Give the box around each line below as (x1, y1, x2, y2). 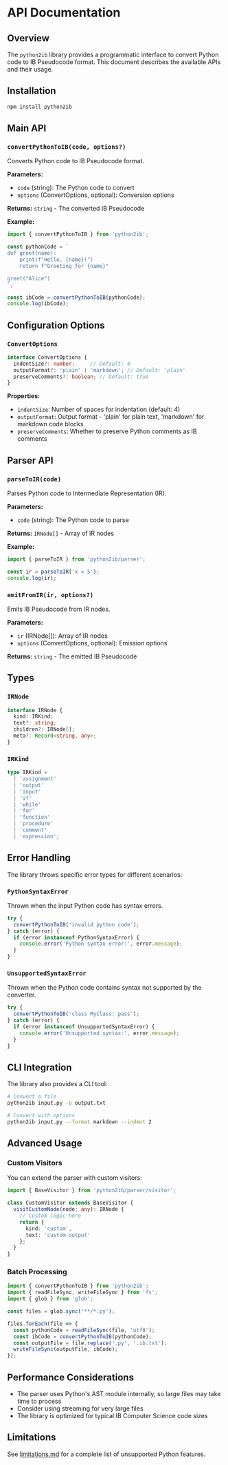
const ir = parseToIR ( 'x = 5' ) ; (7, 568, 100, 575)
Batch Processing (7, 1267, 67, 1277)
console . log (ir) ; (7, 574, 57, 581)
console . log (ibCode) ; (7, 300, 69, 307)
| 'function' (13, 814, 51, 821)
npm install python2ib (7, 103, 72, 110)
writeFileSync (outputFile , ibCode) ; (13, 1346, 118, 1353)
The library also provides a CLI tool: (7, 1080, 108, 1088)
